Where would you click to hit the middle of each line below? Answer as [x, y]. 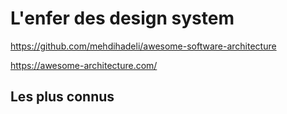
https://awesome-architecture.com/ [84, 65]
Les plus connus [62, 97]
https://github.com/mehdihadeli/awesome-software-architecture [143, 46]
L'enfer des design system [122, 18]
